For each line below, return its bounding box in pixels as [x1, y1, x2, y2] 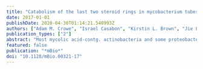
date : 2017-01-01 [6, 14, 50, 20]
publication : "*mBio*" [6, 48, 63, 54]
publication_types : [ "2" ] [6, 31, 71, 37]
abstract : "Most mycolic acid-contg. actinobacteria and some [6, 37, 166, 43]
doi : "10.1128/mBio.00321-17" [6, 53, 83, 59]
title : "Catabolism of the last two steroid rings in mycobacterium [6, 8, 182, 15]
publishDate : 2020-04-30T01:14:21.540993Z [6, 20, 115, 26]
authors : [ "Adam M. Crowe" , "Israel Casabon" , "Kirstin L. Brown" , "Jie [6, 25, 193, 32]
